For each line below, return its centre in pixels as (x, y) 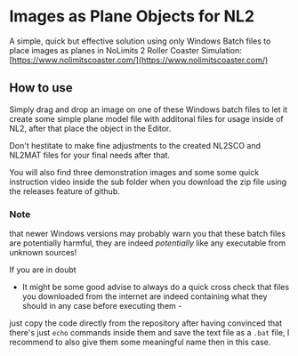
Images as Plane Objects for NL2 (132, 16)
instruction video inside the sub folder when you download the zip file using (148, 182)
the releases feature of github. (64, 191)
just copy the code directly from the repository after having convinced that (146, 323)
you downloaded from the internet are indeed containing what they (145, 296)
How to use (41, 88)
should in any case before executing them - (102, 306)
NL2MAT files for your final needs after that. (90, 155)
